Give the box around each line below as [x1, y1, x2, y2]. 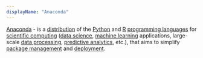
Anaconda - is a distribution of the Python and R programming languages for [6, 25, 197, 33]
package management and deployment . [6, 45, 106, 52]
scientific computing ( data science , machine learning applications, [6, 31, 172, 39]
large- [172, 31, 188, 39]
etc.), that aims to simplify [115, 38, 180, 45]
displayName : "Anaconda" [6, 8, 69, 15]
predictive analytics [63, 38, 113, 45]
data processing [21, 38, 62, 45]
